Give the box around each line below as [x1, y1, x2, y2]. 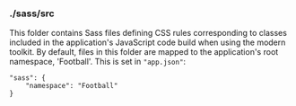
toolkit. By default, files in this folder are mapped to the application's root [9, 47, 279, 57]
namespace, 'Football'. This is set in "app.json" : [9, 57, 187, 67]
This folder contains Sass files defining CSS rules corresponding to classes [9, 28, 287, 39]
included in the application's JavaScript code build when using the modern [9, 37, 286, 48]
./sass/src [9, 7, 56, 20]
